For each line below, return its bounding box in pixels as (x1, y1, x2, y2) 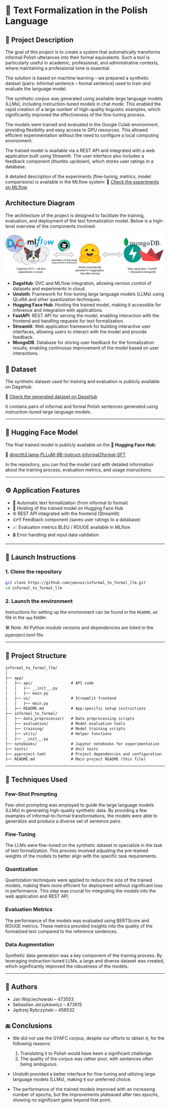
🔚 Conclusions (5, 1021, 53, 1030)
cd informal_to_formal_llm (5, 585, 62, 591)
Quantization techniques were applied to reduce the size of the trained (5, 877, 152, 883)
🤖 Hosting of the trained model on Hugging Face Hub (12, 505, 123, 511)
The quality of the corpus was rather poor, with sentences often (20, 1055, 153, 1061)
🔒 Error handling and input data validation (12, 532, 99, 538)
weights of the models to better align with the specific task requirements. (5, 853, 158, 859)
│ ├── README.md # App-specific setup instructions (5, 706, 146, 711)
